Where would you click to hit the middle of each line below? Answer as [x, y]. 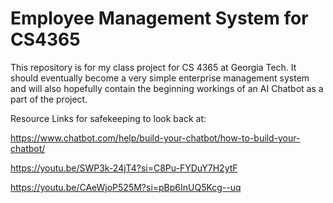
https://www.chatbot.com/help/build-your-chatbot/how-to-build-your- [155, 138]
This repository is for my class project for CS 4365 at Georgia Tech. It [153, 67]
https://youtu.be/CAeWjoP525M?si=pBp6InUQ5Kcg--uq [126, 187]
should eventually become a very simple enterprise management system [160, 78]
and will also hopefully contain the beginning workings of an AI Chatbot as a [167, 88]
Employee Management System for [159, 18]
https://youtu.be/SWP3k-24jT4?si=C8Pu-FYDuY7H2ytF [124, 168]
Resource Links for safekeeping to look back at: [108, 118]
